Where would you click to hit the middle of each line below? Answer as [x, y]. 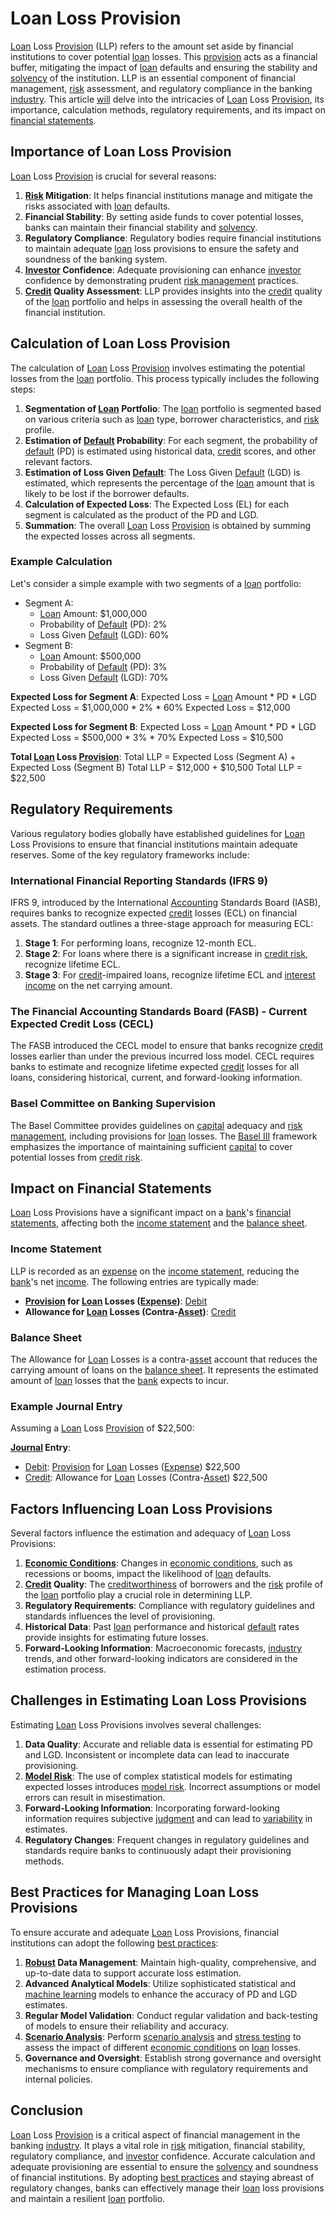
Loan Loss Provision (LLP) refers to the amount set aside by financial [152, 46]
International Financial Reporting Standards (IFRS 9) [139, 880]
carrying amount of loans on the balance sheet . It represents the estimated [164, 1369]
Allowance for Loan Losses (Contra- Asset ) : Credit [130, 1311]
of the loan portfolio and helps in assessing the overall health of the [163, 301]
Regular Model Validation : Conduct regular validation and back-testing [171, 2015]
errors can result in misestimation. [95, 1797]
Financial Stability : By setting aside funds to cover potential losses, [164, 216]
